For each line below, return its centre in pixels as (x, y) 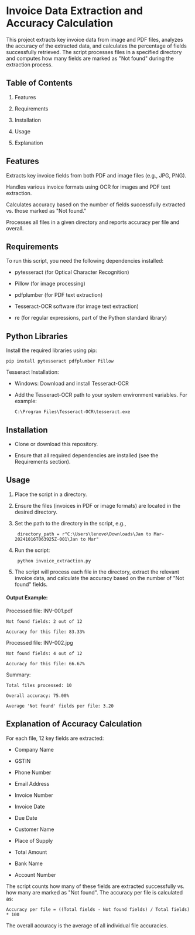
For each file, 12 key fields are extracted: (55, 738)
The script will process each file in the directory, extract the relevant (97, 572)
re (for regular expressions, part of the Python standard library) (91, 318)
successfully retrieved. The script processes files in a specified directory (94, 52)
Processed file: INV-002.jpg (40, 643)
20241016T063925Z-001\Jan (46, 539)
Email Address (32, 783)
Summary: (18, 675)
